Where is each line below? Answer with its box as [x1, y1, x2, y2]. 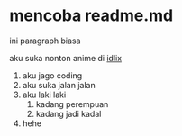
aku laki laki [22, 89, 67, 100]
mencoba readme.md [9, 5, 174, 26]
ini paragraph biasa [9, 35, 81, 46]
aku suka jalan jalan [22, 79, 96, 90]
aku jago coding [22, 69, 83, 81]
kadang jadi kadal [35, 108, 102, 119]
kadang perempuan [35, 98, 109, 109]
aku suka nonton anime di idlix [9, 52, 123, 63]
